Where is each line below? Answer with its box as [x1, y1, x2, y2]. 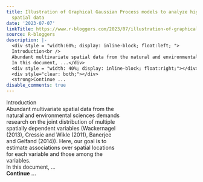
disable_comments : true [6, 83, 66, 89]
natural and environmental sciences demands [6, 112, 120, 119]
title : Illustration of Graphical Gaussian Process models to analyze [6, 8, 188, 15]
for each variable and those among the [6, 150, 103, 158]
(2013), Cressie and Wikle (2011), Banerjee [6, 131, 112, 138]
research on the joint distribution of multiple [6, 118, 115, 125]
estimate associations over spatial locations [6, 144, 115, 151]
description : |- [6, 37, 47, 43]
